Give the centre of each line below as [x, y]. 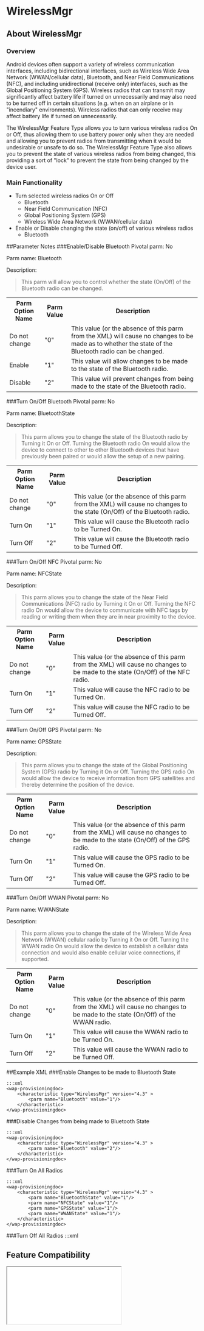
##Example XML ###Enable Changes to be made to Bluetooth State [91, 1072]
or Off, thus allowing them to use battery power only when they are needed [100, 134]
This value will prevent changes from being [132, 379]
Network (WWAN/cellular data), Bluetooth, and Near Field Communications [100, 77]
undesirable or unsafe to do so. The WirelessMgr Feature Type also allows [99, 147]
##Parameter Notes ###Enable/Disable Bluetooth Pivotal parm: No [90, 247]
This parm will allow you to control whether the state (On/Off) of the [106, 282]
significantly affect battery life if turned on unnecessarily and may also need [102, 96]
